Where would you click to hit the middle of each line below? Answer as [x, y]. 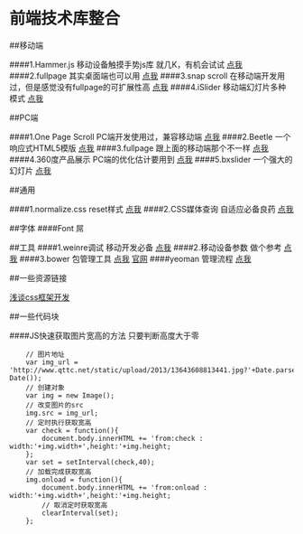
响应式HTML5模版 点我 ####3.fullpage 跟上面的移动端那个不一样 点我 [139, 148]
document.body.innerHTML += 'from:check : [123, 438]
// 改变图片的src [55, 405]
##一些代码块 [34, 316]
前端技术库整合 [65, 19]
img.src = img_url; [62, 413]
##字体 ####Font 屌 [47, 228]
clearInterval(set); [80, 513]
